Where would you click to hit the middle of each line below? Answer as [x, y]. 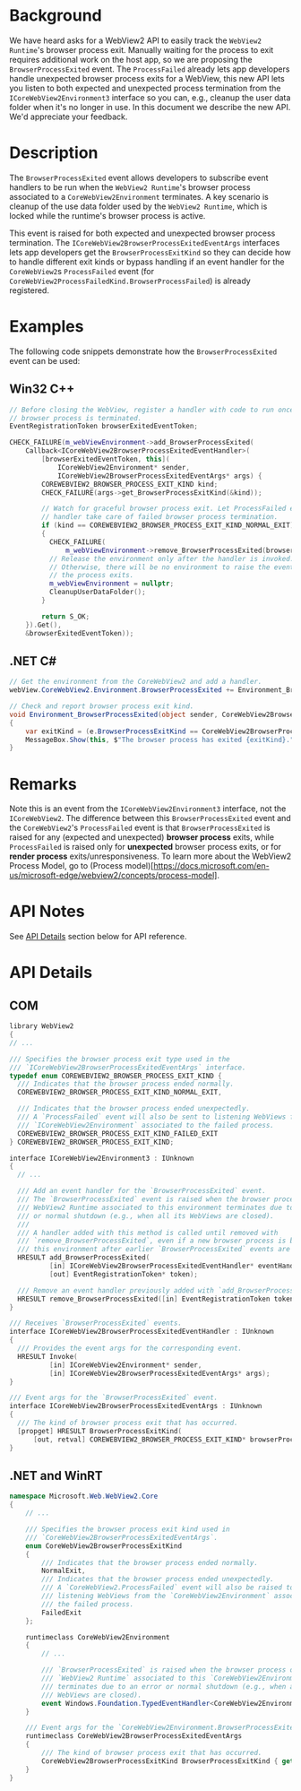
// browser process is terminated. [76, 418]
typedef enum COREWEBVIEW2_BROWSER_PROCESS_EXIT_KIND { [116, 1076]
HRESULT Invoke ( [47, 1356]
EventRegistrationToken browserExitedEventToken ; [104, 427]
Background [56, 16]
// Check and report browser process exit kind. [102, 706]
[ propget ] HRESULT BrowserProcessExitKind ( [99, 1431]
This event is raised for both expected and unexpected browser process [142, 233]
